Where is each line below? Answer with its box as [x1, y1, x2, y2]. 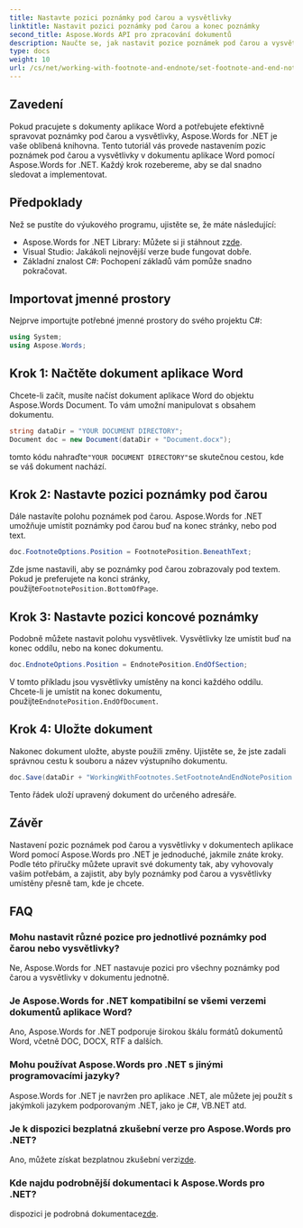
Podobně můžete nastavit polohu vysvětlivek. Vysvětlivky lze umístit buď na [9, 633, 291, 644]
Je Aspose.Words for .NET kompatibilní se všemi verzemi [9, 994, 267, 1007]
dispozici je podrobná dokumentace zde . [9, 1208, 160, 1219]
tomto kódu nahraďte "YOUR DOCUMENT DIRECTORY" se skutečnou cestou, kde [9, 451, 284, 462]
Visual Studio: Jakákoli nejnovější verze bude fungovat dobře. [22, 245, 252, 257]
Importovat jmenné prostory [9, 291, 171, 307]
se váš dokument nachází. [9, 461, 107, 472]
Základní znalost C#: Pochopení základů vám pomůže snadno [22, 255, 252, 266]
